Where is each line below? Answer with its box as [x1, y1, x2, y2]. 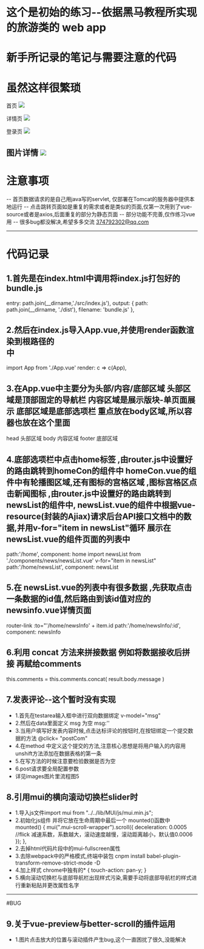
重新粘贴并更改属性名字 [20, 882, 80, 889]
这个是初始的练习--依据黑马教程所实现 [6, 5, 197, 19]
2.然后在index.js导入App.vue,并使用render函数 [6, 325, 186, 335]
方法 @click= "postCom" [25, 735, 88, 742]
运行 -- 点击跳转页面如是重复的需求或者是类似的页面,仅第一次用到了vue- [11, 203, 192, 210]
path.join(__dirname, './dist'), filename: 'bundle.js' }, [6, 306, 135, 313]
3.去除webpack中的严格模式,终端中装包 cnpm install [15, 852, 146, 860]
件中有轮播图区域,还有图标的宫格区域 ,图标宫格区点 [6, 477, 197, 487]
